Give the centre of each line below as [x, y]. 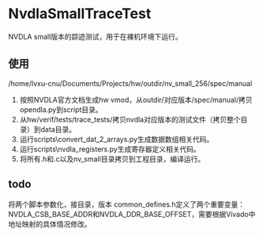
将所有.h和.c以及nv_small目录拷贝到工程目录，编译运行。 [112, 159]
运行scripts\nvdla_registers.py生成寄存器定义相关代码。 [110, 149]
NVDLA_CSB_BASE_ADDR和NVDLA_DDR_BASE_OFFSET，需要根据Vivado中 [132, 214]
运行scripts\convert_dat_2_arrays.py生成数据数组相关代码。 [116, 139]
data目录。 [58, 129]
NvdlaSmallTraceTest [80, 14]
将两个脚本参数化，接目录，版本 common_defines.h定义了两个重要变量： [127, 204]
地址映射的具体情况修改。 [50, 224]
